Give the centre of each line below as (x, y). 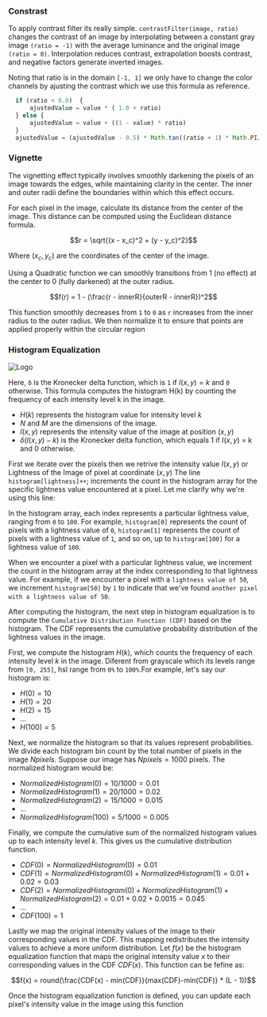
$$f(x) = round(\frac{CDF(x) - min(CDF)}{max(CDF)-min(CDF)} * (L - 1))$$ (133, 980)
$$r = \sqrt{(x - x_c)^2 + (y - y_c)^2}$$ (133, 240)
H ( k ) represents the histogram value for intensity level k (111, 415)
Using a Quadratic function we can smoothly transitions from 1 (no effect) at (132, 273)
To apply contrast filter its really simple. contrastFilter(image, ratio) (124, 29)
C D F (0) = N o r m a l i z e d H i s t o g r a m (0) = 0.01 (88, 864)
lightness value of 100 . (44, 547)
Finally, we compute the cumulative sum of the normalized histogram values (133, 832)
